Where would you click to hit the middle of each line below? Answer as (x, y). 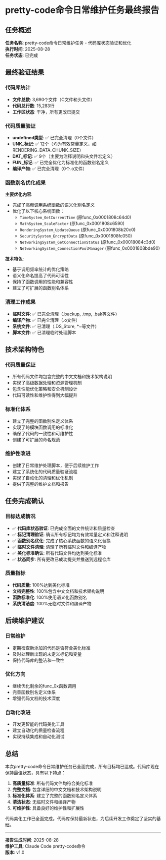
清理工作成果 (21, 302)
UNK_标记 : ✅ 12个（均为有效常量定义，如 (54, 144)
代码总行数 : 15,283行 (33, 106)
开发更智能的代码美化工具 (38, 724)
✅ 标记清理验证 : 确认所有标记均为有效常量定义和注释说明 (70, 534)
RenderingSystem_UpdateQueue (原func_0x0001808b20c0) (78, 230)
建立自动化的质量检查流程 (38, 730)
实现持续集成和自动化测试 (38, 737)
